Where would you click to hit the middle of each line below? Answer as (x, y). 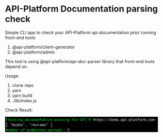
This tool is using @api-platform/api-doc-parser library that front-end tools (80, 61)
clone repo (23, 85)
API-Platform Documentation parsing (81, 9)
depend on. (16, 67)
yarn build (22, 96)
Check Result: (19, 110)
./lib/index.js (24, 100)
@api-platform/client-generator (43, 47)
